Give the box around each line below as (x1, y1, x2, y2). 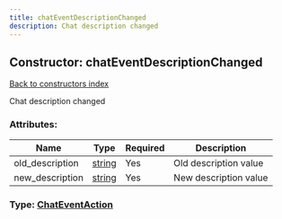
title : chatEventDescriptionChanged (9, 13, 146, 22)
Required (125, 141, 165, 153)
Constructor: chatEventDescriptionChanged (9, 55, 263, 70)
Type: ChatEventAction (9, 198, 114, 211)
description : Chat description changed (9, 22, 159, 31)
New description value (173, 171, 269, 184)
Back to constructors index (9, 78, 110, 90)
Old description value (173, 156, 264, 169)
